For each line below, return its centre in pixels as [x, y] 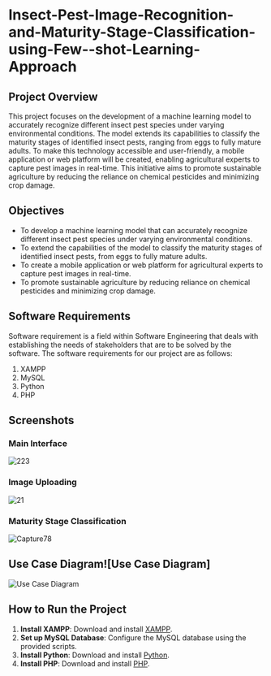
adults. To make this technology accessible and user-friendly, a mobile [127, 151]
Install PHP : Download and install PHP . [85, 663]
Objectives [37, 211]
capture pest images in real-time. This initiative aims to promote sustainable [135, 168]
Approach [43, 67]
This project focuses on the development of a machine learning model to [130, 116]
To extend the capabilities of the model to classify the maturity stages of [141, 247]
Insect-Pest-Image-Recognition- [121, 15]
